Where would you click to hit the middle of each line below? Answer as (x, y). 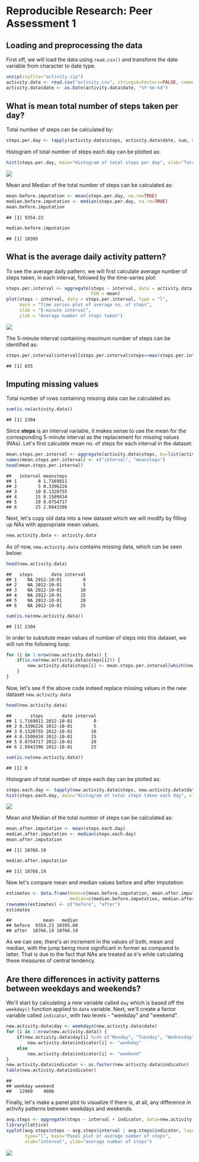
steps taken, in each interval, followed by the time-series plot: (81, 277)
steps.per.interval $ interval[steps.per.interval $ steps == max (82, 355)
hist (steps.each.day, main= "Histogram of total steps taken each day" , (96, 795)
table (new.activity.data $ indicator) (51, 1070)
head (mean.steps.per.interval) (45, 466)
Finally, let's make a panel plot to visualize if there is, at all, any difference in (99, 1102)
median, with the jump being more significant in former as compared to (93, 948)
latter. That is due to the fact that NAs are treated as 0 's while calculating (95, 954)
